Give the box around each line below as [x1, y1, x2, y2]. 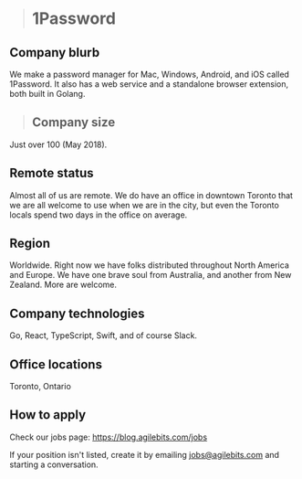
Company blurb [9, 45, 100, 60]
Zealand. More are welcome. [9, 279, 117, 291]
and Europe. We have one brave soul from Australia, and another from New [9, 270, 292, 281]
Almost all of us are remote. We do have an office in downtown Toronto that [9, 189, 294, 200]
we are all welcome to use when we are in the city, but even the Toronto [9, 199, 280, 210]
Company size [31, 114, 116, 131]
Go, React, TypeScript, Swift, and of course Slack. [9, 330, 198, 341]
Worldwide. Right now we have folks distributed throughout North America [9, 260, 289, 271]
